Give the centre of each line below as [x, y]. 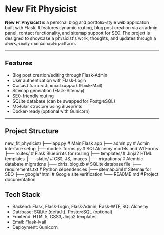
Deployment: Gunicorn [35, 227]
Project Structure [32, 131]
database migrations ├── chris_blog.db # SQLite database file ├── [73, 164]
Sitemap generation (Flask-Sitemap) [48, 90]
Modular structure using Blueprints [47, 106]
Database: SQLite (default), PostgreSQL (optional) [62, 212]
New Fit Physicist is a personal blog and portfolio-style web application [77, 22]
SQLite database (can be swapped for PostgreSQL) [64, 101]
